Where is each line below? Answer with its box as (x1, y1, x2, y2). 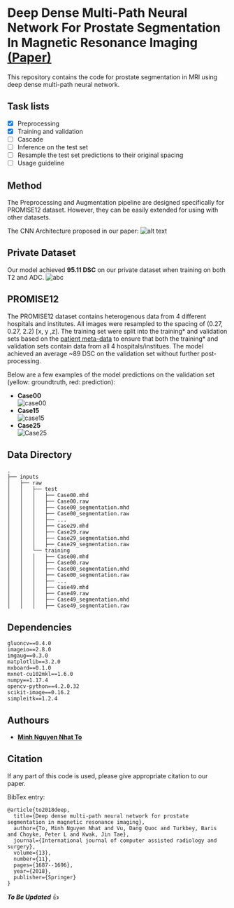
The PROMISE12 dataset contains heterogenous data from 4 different (7, 312, 206, 320)
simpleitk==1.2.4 (7, 696, 58, 703)
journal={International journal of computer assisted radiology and (13, 836, 217, 844)
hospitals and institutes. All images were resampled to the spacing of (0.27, (7, 319, 224, 327)
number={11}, (13, 855, 52, 862)
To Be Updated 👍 (7, 893, 59, 901)
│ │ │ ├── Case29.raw (7, 529, 89, 536)
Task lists (7, 100, 50, 113)
